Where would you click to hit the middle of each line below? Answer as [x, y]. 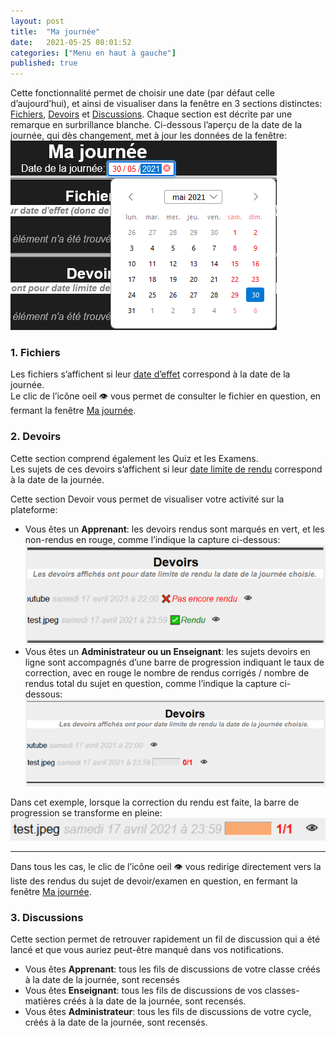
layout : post [37, 21]
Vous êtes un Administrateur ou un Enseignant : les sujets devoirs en [167, 651]
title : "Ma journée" [55, 31]
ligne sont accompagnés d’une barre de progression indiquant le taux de [174, 662]
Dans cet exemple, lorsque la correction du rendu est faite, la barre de [155, 802]
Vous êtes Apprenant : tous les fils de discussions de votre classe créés [172, 969]
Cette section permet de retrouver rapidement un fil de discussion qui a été [165, 939]
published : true [44, 63]
